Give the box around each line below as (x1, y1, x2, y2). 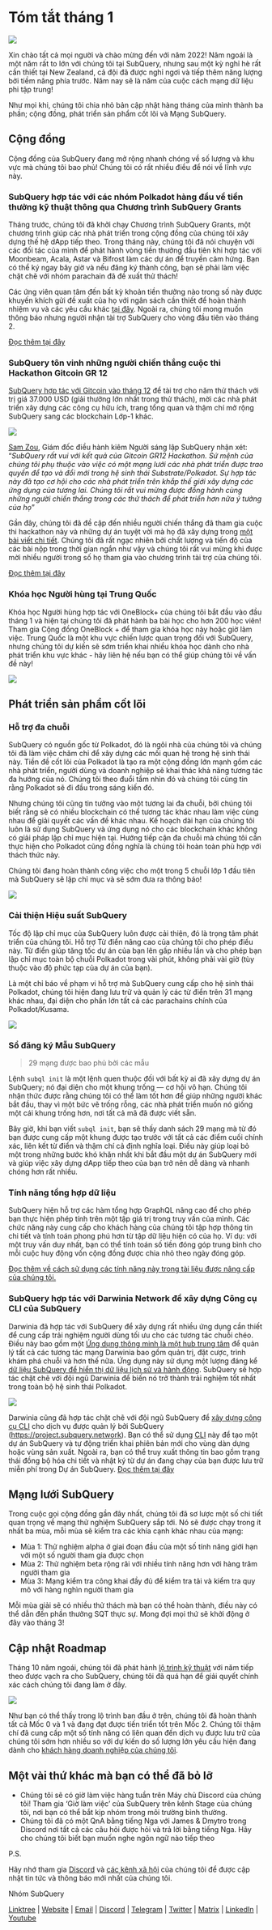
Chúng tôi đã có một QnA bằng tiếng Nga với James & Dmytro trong (19, 1816, 247, 1826)
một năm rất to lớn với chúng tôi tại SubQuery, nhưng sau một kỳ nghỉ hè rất (8, 58, 261, 68)
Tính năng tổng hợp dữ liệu (8, 1187, 117, 1198)
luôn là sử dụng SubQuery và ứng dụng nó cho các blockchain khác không (8, 824, 257, 834)
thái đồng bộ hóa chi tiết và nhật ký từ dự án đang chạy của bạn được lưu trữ (8, 1456, 264, 1465)
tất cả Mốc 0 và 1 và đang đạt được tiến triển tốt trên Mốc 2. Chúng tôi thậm (8, 1720, 261, 1729)
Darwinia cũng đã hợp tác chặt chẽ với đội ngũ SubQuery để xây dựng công (8, 1413, 261, 1422)
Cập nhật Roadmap (8, 1641, 107, 1655)
